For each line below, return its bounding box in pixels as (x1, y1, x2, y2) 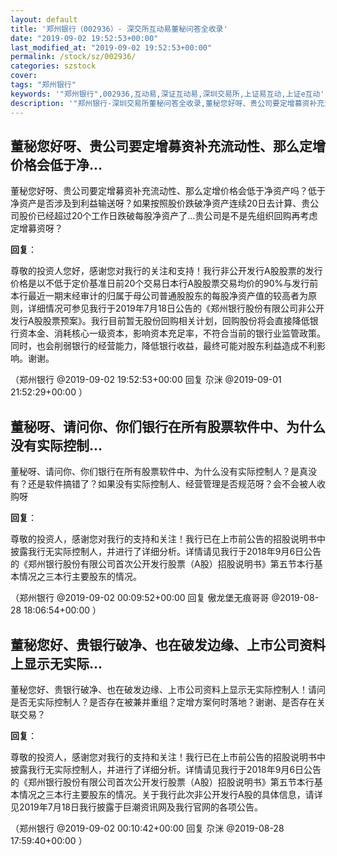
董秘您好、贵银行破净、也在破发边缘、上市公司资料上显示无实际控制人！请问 (10, 683, 326, 695)
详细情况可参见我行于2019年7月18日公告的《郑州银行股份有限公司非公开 (27, 302, 325, 315)
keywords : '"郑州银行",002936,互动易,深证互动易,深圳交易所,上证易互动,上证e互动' (10, 89, 325, 99)
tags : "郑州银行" (10, 80, 77, 90)
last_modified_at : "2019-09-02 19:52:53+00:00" (10, 42, 213, 53)
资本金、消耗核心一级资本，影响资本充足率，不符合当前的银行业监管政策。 (18, 327, 326, 340)
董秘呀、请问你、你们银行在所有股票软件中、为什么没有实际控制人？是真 (10, 466, 308, 478)
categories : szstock (10, 61, 97, 71)
